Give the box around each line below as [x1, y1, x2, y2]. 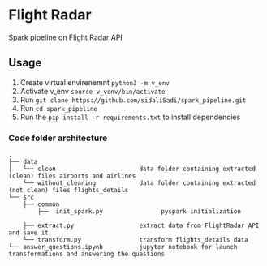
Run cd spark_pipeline [19, 103, 97, 113]
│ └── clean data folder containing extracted [8, 165, 256, 174]
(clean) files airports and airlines [8, 172, 136, 180]
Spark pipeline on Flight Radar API [8, 32, 123, 42]
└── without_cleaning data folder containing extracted [23, 179, 256, 187]
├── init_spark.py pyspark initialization [37, 208, 242, 216]
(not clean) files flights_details [8, 187, 129, 195]
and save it [8, 229, 49, 237]
